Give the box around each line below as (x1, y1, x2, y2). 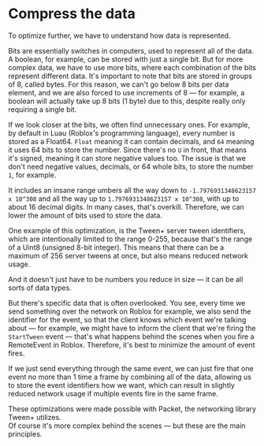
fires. (8, 348, 25, 358)
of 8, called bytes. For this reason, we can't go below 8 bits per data (8, 80, 229, 89)
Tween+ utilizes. (8, 412, 61, 422)
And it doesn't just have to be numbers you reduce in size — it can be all (8, 274, 244, 284)
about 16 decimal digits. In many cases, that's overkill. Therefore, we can (8, 202, 244, 211)
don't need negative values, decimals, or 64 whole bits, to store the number (8, 162, 255, 171)
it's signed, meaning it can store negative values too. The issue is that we (8, 153, 247, 162)
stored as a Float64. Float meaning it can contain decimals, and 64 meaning (8, 136, 255, 146)
